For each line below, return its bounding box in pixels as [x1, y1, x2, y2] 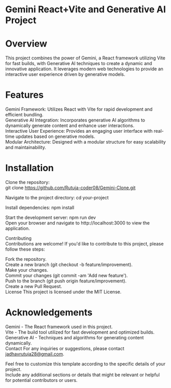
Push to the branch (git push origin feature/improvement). [5, 278, 127, 284]
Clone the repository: [5, 179, 50, 185]
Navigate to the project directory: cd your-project [5, 195, 109, 200]
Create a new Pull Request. [5, 283, 62, 289]
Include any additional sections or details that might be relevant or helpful [5, 372, 160, 378]
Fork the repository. [5, 256, 47, 262]
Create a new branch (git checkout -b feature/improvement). [5, 261, 133, 268]
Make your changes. [5, 267, 48, 273]
